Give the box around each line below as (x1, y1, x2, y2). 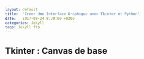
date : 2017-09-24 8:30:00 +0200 (5, 16, 75, 21)
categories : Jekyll (5, 20, 45, 25)
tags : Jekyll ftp (5, 25, 40, 30)
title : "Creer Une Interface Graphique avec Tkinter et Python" (5, 12, 140, 16)
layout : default (5, 7, 38, 12)
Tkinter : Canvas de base (5, 46, 108, 57)
